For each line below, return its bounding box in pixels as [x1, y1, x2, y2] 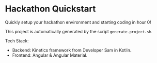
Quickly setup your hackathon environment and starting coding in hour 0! [5, 19, 151, 25]
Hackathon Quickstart [5, 3, 96, 14]
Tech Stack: [5, 38, 29, 44]
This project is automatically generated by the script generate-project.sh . [5, 28, 153, 34]
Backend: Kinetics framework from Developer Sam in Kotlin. [12, 47, 132, 53]
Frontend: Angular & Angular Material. [12, 52, 88, 58]
